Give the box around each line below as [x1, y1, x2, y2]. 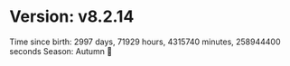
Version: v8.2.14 [9, 6, 135, 27]
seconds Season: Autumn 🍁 [9, 45, 113, 56]
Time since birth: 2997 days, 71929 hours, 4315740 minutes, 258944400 [9, 36, 281, 47]
